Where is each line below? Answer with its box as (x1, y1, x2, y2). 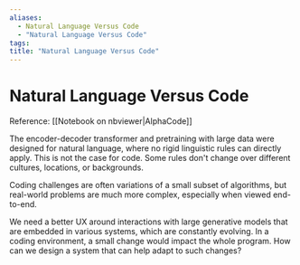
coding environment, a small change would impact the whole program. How (9, 236, 291, 247)
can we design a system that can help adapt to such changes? (9, 245, 242, 256)
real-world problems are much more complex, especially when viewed (9, 189, 271, 200)
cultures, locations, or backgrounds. (9, 162, 145, 173)
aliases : (9, 13, 42, 23)
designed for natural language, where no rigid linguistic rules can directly (9, 143, 282, 154)
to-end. (9, 199, 38, 210)
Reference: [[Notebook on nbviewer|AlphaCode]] (9, 116, 192, 127)
